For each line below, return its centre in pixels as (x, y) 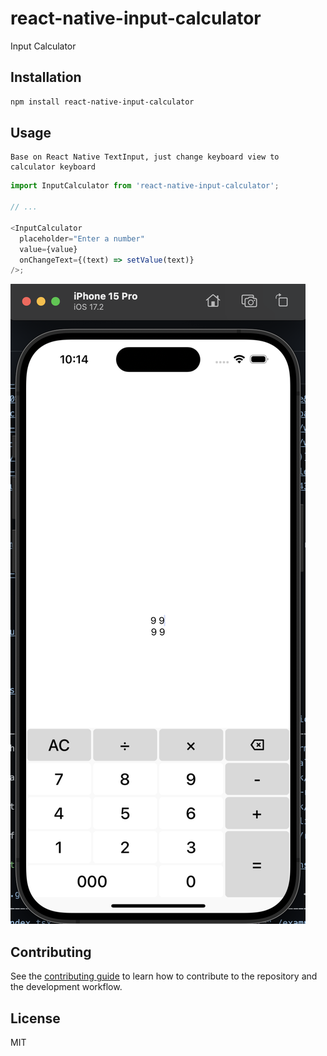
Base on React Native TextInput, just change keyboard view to (145, 157)
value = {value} (48, 249)
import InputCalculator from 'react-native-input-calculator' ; (145, 186)
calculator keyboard (53, 167)
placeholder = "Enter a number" (82, 238)
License (35, 1018)
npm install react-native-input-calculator (102, 102)
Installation (46, 77)
